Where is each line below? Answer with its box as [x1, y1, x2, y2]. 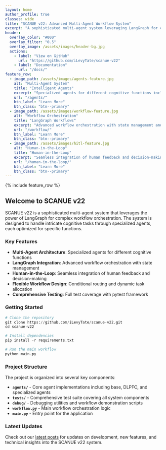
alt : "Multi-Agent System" [14, 81, 70, 86]
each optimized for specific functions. [5, 226, 83, 232]
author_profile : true [5, 12, 50, 17]
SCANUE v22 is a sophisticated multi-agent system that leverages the [5, 210, 147, 216]
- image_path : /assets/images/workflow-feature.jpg [9, 109, 119, 114]
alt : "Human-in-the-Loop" [14, 146, 68, 151]
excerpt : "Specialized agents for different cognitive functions [14, 90, 152, 95]
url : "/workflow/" [14, 127, 52, 132]
